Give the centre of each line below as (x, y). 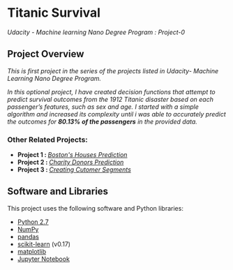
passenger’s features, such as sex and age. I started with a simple (103, 107)
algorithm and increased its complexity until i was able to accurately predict (117, 114)
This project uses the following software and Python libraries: (95, 208)
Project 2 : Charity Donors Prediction (70, 163)
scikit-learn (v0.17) (44, 244)
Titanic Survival (54, 13)
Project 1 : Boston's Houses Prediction (72, 155)
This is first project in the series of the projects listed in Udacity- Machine (113, 70)
